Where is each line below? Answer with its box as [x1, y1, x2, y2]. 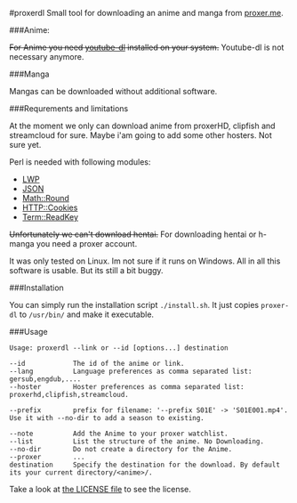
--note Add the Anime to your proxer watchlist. [9, 429, 229, 438]
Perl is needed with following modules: [9, 157, 151, 167]
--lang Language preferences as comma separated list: [9, 367, 253, 376]
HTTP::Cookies [21, 202, 78, 213]
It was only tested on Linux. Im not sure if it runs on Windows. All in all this [9, 256, 281, 266]
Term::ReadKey [21, 212, 78, 222]
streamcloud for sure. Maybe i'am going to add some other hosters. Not [9, 130, 273, 141]
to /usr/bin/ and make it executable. [19, 309, 154, 320]
